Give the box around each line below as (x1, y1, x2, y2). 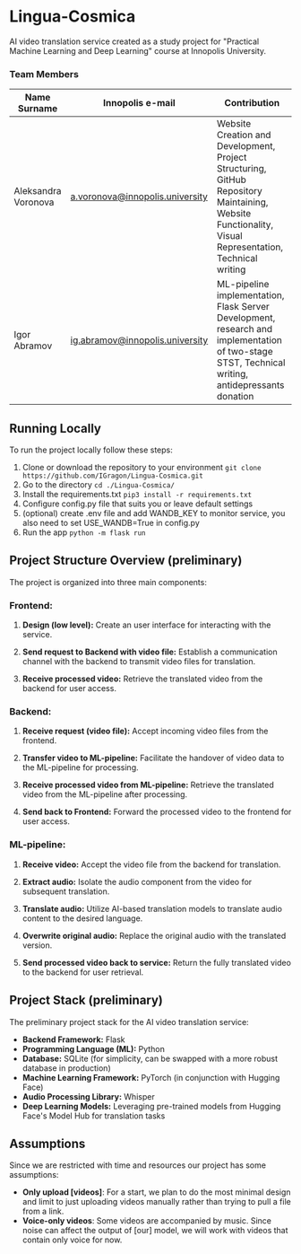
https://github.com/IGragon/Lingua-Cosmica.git (21, 471, 203, 481)
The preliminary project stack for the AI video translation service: (9, 1016, 249, 1027)
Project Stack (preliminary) (9, 993, 164, 1008)
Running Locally (9, 420, 101, 436)
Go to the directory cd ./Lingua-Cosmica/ (21, 479, 175, 490)
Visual (216, 230, 244, 242)
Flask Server (216, 301, 271, 313)
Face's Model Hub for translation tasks (21, 1110, 166, 1121)
